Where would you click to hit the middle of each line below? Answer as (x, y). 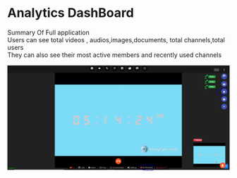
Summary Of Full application (48, 32)
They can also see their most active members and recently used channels (115, 55)
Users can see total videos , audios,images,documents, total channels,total (116, 39)
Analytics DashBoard (71, 13)
